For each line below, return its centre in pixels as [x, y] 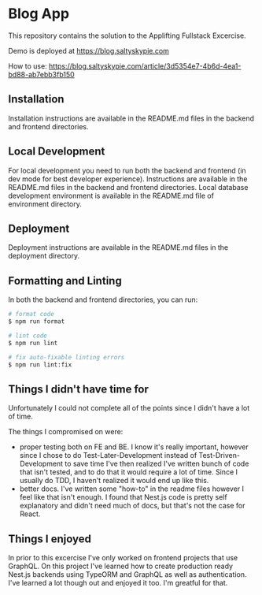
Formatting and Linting [65, 281]
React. [30, 514]
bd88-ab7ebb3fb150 [41, 74]
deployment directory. [44, 256]
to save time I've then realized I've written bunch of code [157, 464]
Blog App [39, 14]
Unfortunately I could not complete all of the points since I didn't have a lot [129, 408]
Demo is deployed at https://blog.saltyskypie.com [89, 50]
